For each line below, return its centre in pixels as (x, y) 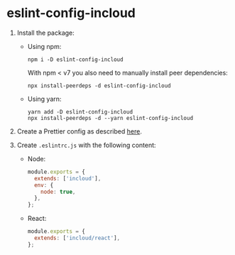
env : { (44, 185)
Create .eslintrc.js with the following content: (87, 145)
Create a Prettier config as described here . (80, 131)
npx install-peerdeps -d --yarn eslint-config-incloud (110, 118)
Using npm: (44, 46)
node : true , (58, 192)
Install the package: (46, 33)
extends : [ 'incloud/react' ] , (77, 238)
